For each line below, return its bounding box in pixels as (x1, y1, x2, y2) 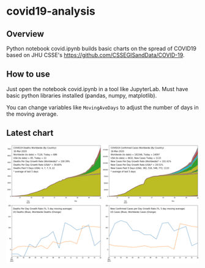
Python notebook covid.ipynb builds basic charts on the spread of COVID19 (6, 45, 197, 52)
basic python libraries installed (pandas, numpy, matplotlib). (6, 92, 157, 99)
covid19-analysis (6, 4, 96, 18)
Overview (6, 29, 45, 39)
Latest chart (6, 128, 54, 138)
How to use (6, 69, 50, 80)
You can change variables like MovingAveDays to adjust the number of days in (6, 103, 199, 111)
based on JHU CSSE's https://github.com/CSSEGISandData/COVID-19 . (6, 51, 185, 59)
